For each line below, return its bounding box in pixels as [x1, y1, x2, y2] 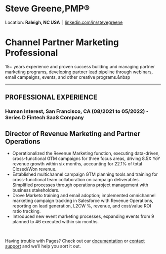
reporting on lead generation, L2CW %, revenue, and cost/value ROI [12, 203, 152, 208]
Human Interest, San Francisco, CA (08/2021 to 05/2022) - [5, 108, 149, 115]
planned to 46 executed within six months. [12, 219, 99, 224]
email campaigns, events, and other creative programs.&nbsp [5, 74, 130, 80]
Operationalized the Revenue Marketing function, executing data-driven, [12, 151, 160, 156]
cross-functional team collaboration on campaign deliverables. [12, 177, 140, 182]
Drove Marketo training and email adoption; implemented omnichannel [12, 193, 156, 198]
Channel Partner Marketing [5, 37, 119, 48]
